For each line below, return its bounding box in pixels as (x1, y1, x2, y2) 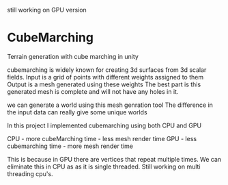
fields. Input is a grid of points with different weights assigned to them (7, 73, 203, 81)
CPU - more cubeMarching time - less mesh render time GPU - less (7, 134, 197, 143)
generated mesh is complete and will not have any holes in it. (7, 87, 179, 95)
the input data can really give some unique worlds (7, 108, 148, 116)
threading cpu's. (7, 169, 53, 177)
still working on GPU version (7, 6, 87, 14)
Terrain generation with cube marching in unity (7, 52, 139, 60)
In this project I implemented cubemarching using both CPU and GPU (7, 121, 202, 129)
